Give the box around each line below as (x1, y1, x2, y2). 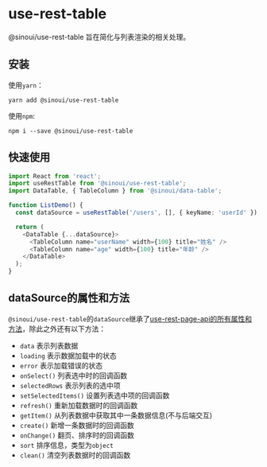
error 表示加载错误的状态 (19, 360, 103, 370)
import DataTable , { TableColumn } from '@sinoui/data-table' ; (8, 187, 222, 195)
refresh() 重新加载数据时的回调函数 (19, 400, 138, 410)
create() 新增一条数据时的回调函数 (19, 420, 135, 430)
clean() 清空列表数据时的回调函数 (19, 450, 131, 460)
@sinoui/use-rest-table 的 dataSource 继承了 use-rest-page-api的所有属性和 (8, 313, 253, 323)
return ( (15, 223, 44, 231)
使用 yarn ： (8, 80, 44, 90)
